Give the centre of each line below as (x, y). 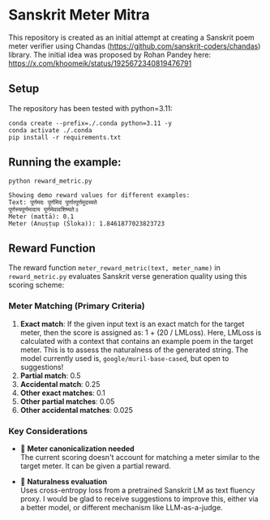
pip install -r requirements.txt (65, 137)
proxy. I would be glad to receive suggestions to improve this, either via (139, 499)
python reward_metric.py (50, 181)
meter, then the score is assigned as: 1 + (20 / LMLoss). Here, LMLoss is (141, 332)
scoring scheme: (36, 285)
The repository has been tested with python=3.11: (90, 108)
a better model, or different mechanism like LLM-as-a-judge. (121, 507)
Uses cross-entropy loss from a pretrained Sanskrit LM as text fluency (137, 490)
